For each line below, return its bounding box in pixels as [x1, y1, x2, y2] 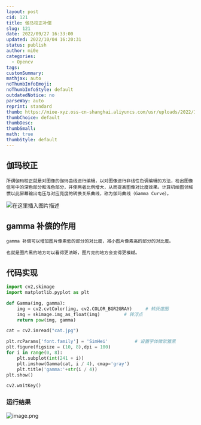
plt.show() [6, 372, 33, 378]
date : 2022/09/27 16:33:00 [6, 31, 74, 37]
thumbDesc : [6, 120, 33, 126]
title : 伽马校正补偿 [6, 20, 52, 26]
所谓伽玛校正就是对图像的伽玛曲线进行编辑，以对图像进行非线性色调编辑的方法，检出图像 [6, 178, 193, 184]
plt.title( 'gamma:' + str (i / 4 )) [17, 366, 98, 372]
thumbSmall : [6, 126, 36, 132]
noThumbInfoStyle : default [6, 87, 74, 93]
